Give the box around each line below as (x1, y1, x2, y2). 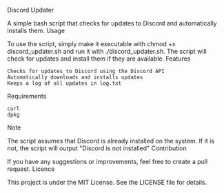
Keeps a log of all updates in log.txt (7, 80, 122, 87)
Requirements (7, 92, 47, 100)
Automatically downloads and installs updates (7, 74, 143, 81)
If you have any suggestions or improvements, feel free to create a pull (7, 158, 208, 165)
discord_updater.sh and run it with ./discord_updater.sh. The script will (7, 48, 207, 55)
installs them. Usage (7, 27, 65, 34)
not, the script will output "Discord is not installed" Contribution (7, 144, 187, 152)
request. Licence (7, 165, 55, 173)
